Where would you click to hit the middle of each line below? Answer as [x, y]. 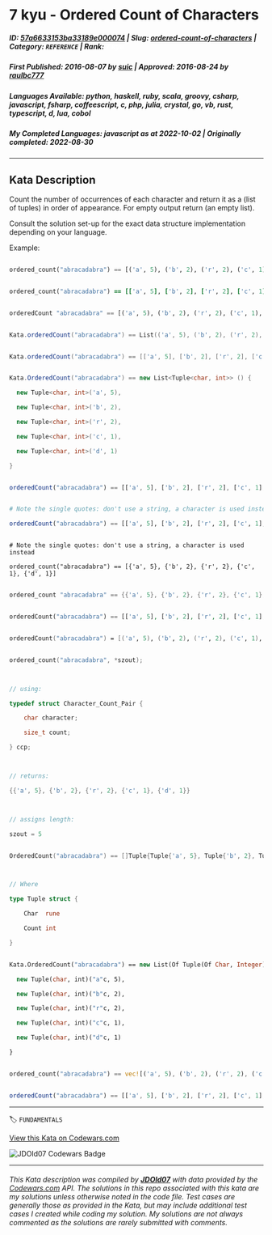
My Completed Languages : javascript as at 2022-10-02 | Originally [125, 133]
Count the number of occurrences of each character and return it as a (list [133, 199]
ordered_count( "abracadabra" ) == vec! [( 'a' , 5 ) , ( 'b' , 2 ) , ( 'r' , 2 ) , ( [132, 1074]
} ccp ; [20, 747]
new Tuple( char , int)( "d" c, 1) [69, 1038]
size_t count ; [47, 733]
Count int [40, 928]
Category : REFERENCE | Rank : [56, 46]
